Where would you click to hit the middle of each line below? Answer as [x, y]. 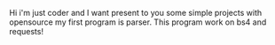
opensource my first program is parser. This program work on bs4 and [138, 22]
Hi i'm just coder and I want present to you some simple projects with [136, 13]
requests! [27, 31]
